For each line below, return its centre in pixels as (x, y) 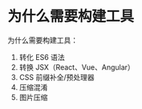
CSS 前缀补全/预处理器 (57, 77)
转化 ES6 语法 (42, 57)
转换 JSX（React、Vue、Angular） (77, 67)
